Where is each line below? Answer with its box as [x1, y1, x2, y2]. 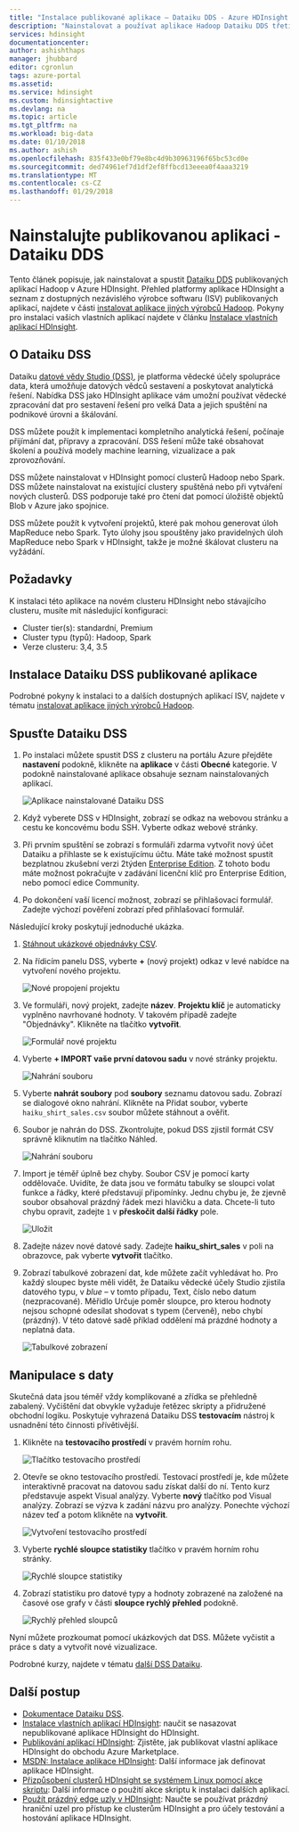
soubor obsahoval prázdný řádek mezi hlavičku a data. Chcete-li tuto [21, 1197, 276, 1208]
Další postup [9, 1685, 81, 1700]
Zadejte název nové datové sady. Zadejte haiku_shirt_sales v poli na [21, 1241, 274, 1251]
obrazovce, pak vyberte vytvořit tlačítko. [21, 1250, 174, 1261]
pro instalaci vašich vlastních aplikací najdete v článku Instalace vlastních [9, 311, 279, 322]
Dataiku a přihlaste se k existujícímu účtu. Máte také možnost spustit [21, 849, 274, 860]
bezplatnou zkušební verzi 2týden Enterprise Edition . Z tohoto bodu [21, 858, 271, 870]
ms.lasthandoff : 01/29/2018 [9, 187, 114, 196]
